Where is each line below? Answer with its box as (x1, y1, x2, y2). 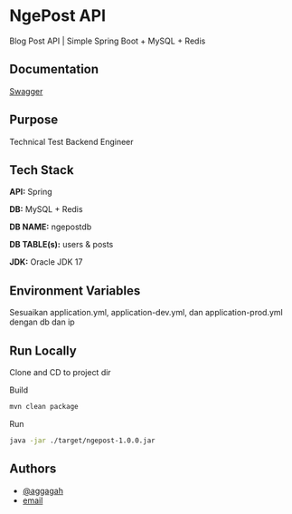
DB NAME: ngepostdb (9, 221, 92, 232)
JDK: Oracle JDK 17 (9, 257, 83, 267)
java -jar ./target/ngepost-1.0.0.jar (9, 436, 155, 445)
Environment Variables (9, 283, 141, 298)
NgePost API (9, 5, 107, 26)
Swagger (9, 85, 43, 96)
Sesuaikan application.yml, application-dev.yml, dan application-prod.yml (9, 307, 283, 318)
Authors (9, 461, 57, 477)
